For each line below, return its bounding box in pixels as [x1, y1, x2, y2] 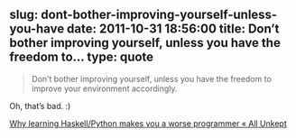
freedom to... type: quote [9, 50, 154, 65]
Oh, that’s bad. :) [9, 100, 71, 111]
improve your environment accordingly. [31, 83, 178, 94]
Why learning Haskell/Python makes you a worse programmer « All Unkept [9, 117, 287, 129]
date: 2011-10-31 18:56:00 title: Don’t [66, 22, 280, 37]
